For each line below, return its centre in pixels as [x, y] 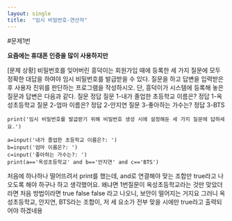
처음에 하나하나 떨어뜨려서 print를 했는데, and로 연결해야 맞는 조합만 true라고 [112, 176]
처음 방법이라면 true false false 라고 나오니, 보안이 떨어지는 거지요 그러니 [119, 193]
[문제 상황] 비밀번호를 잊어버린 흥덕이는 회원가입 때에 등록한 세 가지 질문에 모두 [114, 70]
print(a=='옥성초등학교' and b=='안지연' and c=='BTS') [83, 162]
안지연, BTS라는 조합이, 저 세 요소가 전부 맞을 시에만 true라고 [121, 202]
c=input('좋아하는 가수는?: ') [47, 154]
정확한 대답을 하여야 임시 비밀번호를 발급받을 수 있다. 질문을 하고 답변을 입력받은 [116, 79]
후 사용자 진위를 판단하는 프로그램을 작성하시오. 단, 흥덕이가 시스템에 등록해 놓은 [116, 87]
